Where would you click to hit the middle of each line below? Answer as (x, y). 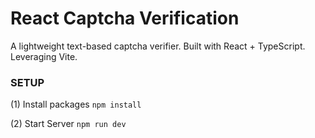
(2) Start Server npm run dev (68, 124)
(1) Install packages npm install (76, 104)
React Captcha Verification (125, 18)
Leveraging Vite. (44, 56)
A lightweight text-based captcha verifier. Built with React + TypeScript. (158, 46)
